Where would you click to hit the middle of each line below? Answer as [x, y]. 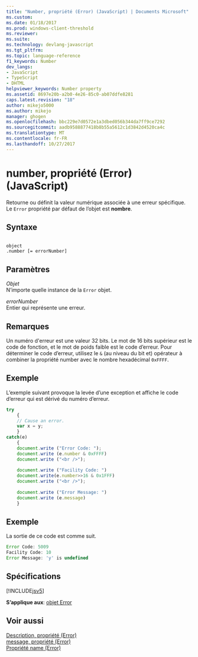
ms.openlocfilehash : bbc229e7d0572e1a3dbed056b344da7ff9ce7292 [86, 122]
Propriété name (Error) [33, 648]
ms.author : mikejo [29, 111]
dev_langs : [20, 67]
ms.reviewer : [22, 34]
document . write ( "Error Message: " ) [62, 492]
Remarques [28, 326]
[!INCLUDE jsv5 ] [25, 591]
